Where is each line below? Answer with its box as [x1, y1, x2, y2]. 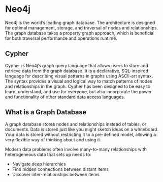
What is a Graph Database [5, 108, 87, 116]
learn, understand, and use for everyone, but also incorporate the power [5, 88, 152, 94]
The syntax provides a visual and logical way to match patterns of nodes [5, 78, 153, 84]
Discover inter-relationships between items [12, 171, 100, 177]
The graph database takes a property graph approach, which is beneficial [5, 30, 155, 36]
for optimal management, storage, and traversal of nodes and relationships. [5, 25, 158, 30]
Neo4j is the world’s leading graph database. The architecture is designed [5, 20, 155, 26]
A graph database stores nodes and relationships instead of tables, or [5, 121, 147, 127]
